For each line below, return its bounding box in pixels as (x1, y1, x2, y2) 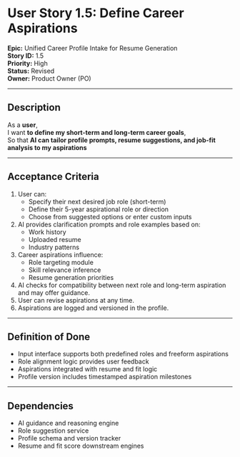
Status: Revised (7, 66, 55, 75)
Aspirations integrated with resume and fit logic (17, 365, 158, 373)
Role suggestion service (17, 426, 89, 435)
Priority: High (7, 59, 48, 67)
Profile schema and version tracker (17, 434, 121, 443)
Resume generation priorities (28, 273, 114, 281)
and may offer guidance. (17, 288, 91, 297)
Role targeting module (28, 258, 94, 266)
